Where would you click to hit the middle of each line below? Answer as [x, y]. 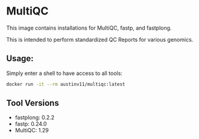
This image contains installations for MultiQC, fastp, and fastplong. [89, 28]
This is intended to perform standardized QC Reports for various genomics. [100, 39]
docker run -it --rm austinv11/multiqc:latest [66, 84]
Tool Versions [33, 103]
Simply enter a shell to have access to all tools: [64, 73]
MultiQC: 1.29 [32, 131]
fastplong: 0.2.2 [35, 118]
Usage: [20, 59]
